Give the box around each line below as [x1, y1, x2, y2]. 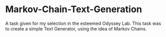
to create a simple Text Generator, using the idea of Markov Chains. [5, 25, 147, 31]
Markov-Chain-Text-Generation [5, 4, 143, 15]
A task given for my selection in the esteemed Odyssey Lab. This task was [5, 20, 161, 26]
